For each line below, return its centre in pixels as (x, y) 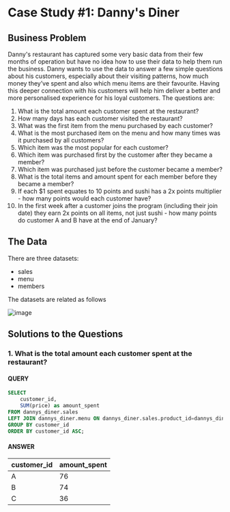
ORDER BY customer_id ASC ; (46, 431)
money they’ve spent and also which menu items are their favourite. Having (114, 83)
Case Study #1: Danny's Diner (94, 13)
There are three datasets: (43, 258)
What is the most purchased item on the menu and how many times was (119, 133)
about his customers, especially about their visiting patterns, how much (108, 76)
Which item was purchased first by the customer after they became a (115, 155)
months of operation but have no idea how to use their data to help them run (115, 62)
